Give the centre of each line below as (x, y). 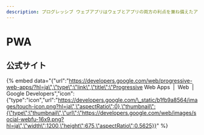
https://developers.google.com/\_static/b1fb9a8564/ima (127, 100)
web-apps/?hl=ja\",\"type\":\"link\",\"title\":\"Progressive (75, 87)
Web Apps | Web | (169, 87)
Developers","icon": (50, 93)
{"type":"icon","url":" (32, 100)
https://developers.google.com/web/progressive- (131, 81)
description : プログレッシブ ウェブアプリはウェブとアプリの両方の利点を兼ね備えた (100, 12)
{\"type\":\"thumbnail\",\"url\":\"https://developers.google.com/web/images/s (101, 113)
